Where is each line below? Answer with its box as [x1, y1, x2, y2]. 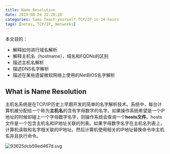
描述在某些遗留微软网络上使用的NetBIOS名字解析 [12, 72, 115, 79]
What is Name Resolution [5, 87, 87, 96]
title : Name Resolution [5, 7, 56, 13]
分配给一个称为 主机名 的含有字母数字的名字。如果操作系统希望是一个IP [18, 107, 165, 114]
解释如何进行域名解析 [12, 47, 57, 53]
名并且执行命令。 [5, 133, 41, 139]
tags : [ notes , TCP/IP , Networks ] [5, 21, 76, 27]
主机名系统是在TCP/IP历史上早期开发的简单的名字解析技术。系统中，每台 [5, 101, 158, 107]
